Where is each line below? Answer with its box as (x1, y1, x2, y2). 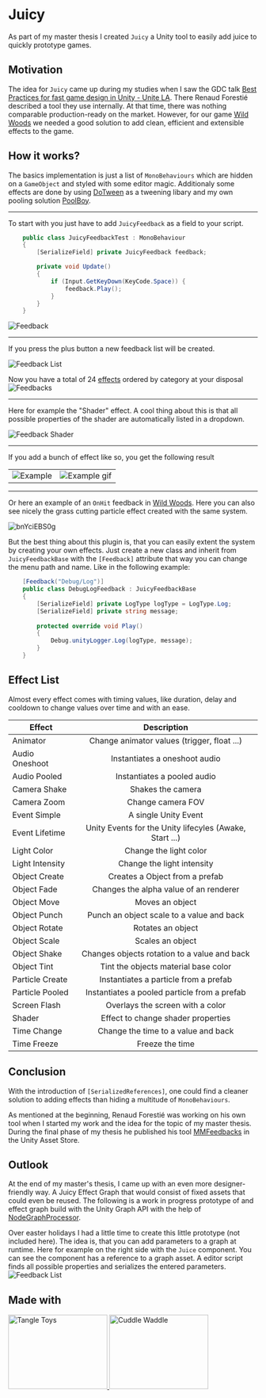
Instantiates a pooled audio (115, 770, 216, 781)
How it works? (8, 149, 81, 163)
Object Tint (12, 961, 54, 972)
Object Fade (12, 884, 58, 895)
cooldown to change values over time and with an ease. (8, 703, 190, 712)
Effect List (8, 674, 59, 687)
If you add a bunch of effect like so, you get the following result (8, 453, 215, 462)
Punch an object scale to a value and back (86, 909, 245, 920)
